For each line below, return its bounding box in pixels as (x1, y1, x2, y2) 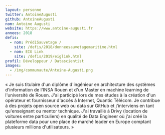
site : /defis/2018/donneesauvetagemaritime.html (14, 44, 118, 49)
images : (5, 63, 22, 68)
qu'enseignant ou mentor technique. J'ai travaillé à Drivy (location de (5, 108, 148, 114)
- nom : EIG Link (10, 49, 44, 54)
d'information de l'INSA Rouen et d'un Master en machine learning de (5, 87, 149, 92)
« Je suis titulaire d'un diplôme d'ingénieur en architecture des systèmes (5, 81, 155, 87)
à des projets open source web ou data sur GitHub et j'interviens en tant (5, 103, 154, 108)
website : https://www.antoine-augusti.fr (5, 26, 93, 31)
